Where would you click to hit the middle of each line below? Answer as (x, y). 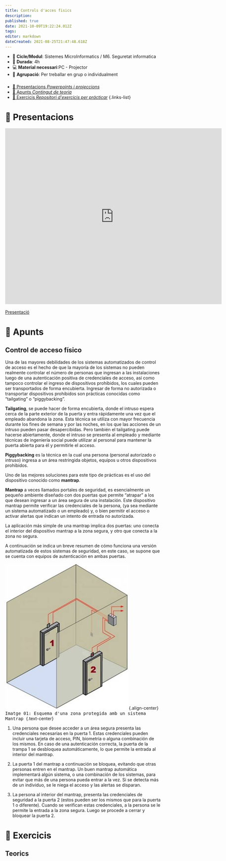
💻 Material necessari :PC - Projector (50, 67)
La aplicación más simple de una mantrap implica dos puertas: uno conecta (82, 525)
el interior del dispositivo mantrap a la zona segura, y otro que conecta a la (81, 531)
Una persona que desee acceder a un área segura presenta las (76, 728)
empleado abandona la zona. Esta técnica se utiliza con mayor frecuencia (80, 419)
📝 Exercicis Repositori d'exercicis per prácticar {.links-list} (71, 97)
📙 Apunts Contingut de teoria (42, 92)
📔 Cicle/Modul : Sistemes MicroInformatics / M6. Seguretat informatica (84, 56)
